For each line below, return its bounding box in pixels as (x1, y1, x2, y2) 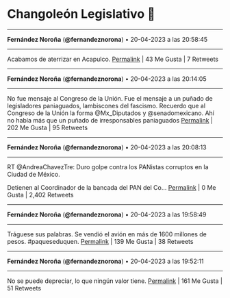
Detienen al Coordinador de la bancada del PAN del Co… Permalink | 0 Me (7, 183, 216, 191)
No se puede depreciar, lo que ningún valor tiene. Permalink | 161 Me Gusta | (7, 277, 222, 285)
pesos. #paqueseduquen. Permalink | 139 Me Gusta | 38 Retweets (7, 237, 194, 245)
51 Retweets (7, 284, 42, 292)
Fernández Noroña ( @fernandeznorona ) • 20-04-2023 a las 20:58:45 (7, 35, 208, 43)
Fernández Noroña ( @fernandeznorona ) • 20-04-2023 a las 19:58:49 (7, 210, 207, 219)
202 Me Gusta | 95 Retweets (7, 123, 88, 132)
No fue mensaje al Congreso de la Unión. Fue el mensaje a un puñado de (7, 94, 214, 102)
